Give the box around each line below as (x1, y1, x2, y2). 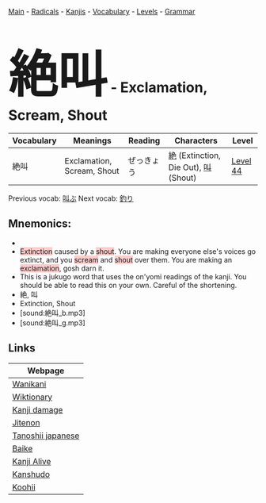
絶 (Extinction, (168, 150, 222, 161)
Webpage (27, 365, 65, 376)
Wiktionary (12, 391, 53, 402)
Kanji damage (12, 404, 63, 415)
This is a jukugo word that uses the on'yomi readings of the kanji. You (19, 271, 247, 281)
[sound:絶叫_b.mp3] (19, 308, 85, 317)
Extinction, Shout (19, 298, 76, 308)
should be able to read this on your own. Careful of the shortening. (19, 280, 237, 290)
